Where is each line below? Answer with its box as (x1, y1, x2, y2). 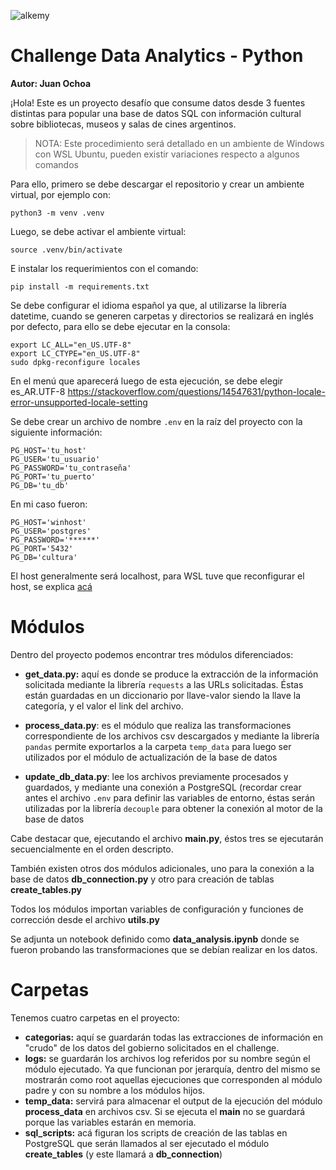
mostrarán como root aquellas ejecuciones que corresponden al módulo (24, 1073, 323, 1085)
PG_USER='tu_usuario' (10, 454, 101, 464)
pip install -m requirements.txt (10, 281, 150, 292)
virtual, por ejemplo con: (10, 188, 111, 200)
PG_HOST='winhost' (10, 517, 87, 527)
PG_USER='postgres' (10, 526, 92, 536)
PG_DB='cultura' (10, 552, 78, 562)
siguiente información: (10, 426, 103, 438)
